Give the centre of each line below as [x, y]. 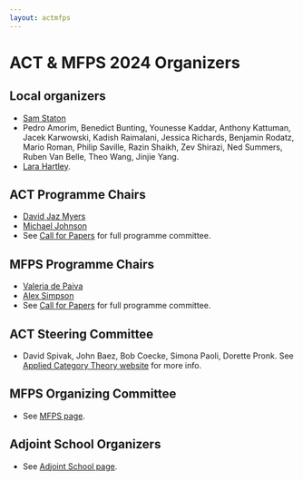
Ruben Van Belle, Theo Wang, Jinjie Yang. [101, 156]
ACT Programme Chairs [78, 195]
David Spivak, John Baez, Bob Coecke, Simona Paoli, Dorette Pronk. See [158, 356]
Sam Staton [44, 118]
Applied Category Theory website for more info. [112, 366]
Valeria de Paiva [53, 286]
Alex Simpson [48, 296]
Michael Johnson [55, 226]
